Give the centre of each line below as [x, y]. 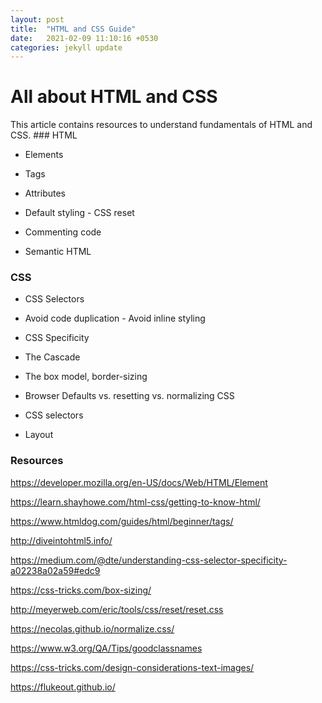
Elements [44, 155]
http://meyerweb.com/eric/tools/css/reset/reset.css [117, 609]
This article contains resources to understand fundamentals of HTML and [161, 125]
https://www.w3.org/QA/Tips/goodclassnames [106, 648]
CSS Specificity [57, 338]
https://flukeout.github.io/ [63, 687]
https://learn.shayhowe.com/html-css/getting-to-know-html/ [135, 502]
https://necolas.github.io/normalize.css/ [92, 628]
